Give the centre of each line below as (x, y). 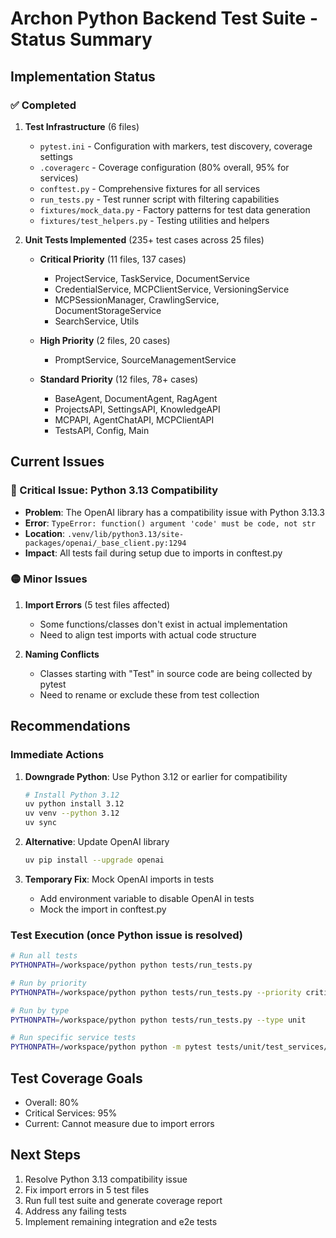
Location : (45, 533)
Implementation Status (83, 76)
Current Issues (57, 462)
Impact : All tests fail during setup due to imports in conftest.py (153, 553)
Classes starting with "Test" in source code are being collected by (176, 673)
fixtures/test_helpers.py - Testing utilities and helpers (154, 220)
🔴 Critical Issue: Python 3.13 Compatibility (114, 490)
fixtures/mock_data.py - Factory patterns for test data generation (175, 209)
